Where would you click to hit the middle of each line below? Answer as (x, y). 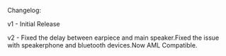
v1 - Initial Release (34, 24)
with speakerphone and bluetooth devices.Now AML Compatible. (102, 45)
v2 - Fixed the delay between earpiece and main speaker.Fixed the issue (113, 38)
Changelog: (24, 10)
